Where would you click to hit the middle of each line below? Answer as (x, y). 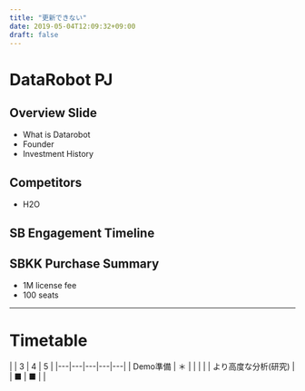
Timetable (49, 340)
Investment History (58, 154)
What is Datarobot (56, 135)
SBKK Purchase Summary (84, 264)
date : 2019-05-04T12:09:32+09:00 (73, 26)
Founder (38, 144)
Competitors (46, 182)
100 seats (40, 295)
